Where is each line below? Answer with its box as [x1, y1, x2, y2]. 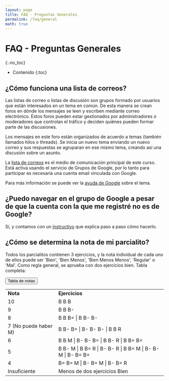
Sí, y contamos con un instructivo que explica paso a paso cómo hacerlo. [5, 223, 157, 229]
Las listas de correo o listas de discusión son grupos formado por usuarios [5, 98, 160, 103]
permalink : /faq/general [5, 17, 57, 22]
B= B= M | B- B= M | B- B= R [58, 359, 127, 366]
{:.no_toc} [5, 60, 26, 66]
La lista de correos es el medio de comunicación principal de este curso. [5, 159, 156, 165]
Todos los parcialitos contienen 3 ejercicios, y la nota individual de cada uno [5, 251, 163, 257]
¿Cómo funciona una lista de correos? [5, 84, 127, 92]
